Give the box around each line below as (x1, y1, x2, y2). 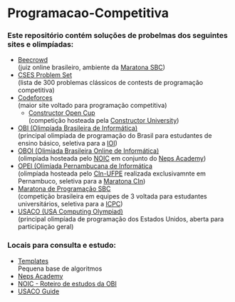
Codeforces (17, 94, 53, 102)
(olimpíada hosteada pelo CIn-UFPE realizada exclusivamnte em (17, 169, 207, 178)
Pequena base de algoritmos (17, 264, 103, 273)
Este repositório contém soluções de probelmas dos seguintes (7, 31, 228, 41)
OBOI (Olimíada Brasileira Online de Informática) (17, 146, 160, 155)
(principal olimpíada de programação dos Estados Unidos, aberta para (17, 215, 224, 223)
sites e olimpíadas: (7, 39, 74, 49)
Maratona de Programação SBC (17, 184, 111, 193)
